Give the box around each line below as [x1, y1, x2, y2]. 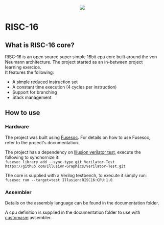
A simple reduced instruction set [12, 79, 78, 85]
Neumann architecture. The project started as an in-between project [5, 59, 143, 65]
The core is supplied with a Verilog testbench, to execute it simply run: [5, 172, 147, 178]
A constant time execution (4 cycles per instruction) [12, 84, 117, 90]
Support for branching [12, 90, 57, 95]
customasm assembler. [5, 214, 52, 220]
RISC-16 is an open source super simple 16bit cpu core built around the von [5, 54, 157, 60]
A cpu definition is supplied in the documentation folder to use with [5, 209, 141, 215]
